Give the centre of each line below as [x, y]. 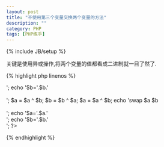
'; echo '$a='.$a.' [27, 113]
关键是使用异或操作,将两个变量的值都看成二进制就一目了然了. [82, 64]
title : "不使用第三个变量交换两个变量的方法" [56, 17]
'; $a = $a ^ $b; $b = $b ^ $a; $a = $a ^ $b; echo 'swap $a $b [82, 101]
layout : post [23, 12]
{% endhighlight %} [31, 138]
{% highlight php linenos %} [41, 76]
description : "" [26, 23]
